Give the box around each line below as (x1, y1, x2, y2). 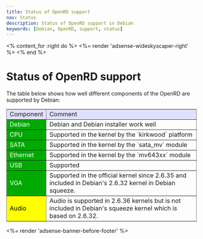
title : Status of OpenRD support (6, 8, 91, 15)
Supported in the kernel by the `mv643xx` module (49, 151, 191, 159)
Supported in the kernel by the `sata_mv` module (49, 140, 187, 149)
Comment (49, 110, 77, 119)
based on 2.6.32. (49, 212, 98, 220)
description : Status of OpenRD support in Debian (6, 20, 134, 26)
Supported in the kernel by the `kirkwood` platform (49, 131, 193, 139)
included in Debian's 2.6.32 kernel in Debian (49, 179, 176, 188)
